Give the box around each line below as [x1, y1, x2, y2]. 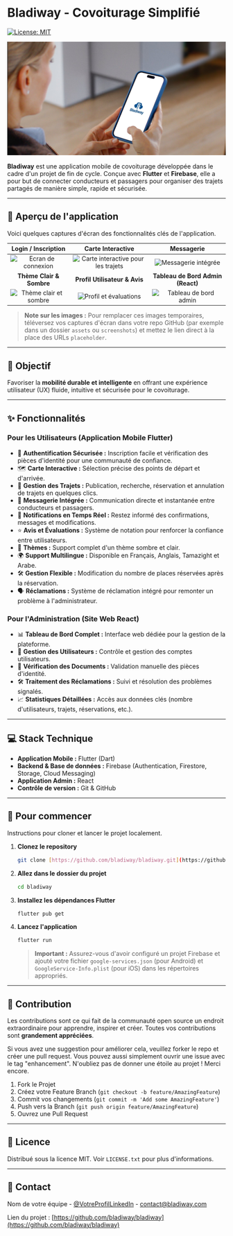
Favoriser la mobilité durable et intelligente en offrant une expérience [7, 378, 208, 387]
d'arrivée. [17, 473, 45, 482]
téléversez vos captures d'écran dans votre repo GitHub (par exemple [24, 319, 224, 327]
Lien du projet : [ [7, 1213, 54, 1221]
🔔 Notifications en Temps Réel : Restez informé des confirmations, [17, 511, 209, 519]
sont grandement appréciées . [7, 1032, 94, 1040]
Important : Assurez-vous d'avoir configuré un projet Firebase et [34, 950, 221, 958]
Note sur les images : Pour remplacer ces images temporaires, [24, 311, 205, 320]
